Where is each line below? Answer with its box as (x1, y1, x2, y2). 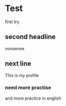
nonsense (5, 45, 25, 51)
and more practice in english (5, 95, 61, 101)
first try (5, 19, 20, 25)
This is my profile (5, 72, 39, 78)
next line (5, 60, 32, 68)
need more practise (5, 84, 51, 91)
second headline (5, 33, 56, 41)
